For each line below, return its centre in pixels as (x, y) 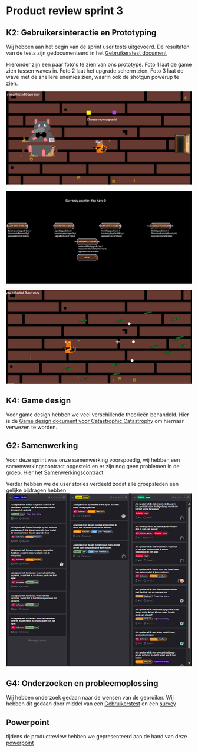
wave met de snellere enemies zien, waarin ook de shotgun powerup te (93, 77)
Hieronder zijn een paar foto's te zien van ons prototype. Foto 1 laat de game (99, 64)
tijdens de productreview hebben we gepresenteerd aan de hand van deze (97, 737)
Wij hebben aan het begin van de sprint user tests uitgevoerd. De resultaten (98, 47)
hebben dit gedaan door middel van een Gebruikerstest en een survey (91, 704)
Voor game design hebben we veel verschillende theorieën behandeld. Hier (98, 415)
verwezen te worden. (32, 427)
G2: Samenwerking (42, 446)
